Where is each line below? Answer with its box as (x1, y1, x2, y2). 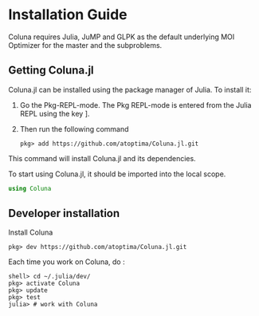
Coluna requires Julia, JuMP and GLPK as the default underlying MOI (8, 32, 235, 41)
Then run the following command (19, 124, 129, 133)
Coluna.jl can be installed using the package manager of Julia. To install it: (8, 85, 252, 94)
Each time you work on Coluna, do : (8, 257, 125, 267)
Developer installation (8, 207, 120, 220)
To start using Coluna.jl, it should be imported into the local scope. (8, 169, 226, 179)
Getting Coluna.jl (8, 64, 94, 77)
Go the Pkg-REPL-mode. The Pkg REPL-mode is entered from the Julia (19, 100, 252, 109)
